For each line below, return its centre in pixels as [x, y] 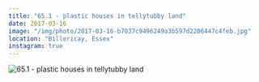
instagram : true [36, 46]
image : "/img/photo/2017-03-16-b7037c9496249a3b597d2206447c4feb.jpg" [130, 31]
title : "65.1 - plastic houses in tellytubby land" [97, 16]
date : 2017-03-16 [38, 24]
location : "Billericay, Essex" [61, 39]
